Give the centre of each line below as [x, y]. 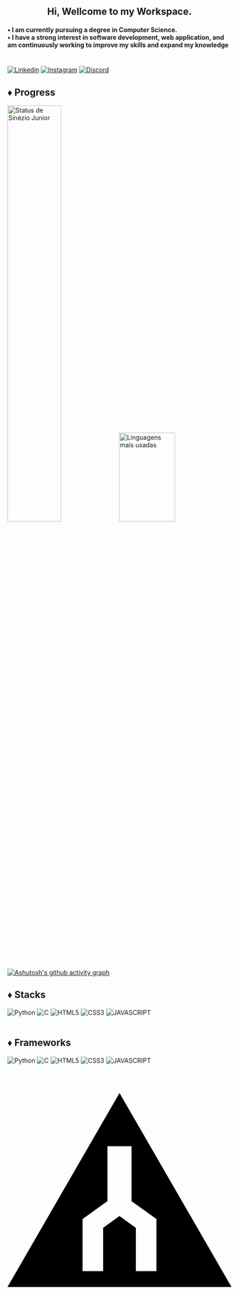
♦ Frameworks [39, 1042]
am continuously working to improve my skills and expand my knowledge [118, 45]
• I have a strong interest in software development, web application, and [116, 37]
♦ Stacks [27, 995]
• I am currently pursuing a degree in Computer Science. [92, 30]
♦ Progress [31, 92]
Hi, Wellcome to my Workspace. [119, 12]
